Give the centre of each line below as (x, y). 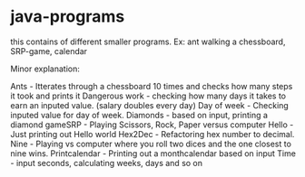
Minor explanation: (45, 69)
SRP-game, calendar (49, 51)
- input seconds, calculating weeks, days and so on (107, 163)
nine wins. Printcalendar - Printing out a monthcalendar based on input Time (153, 153)
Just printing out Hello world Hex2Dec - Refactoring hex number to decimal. (152, 134)
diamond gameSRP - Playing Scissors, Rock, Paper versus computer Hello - (152, 125)
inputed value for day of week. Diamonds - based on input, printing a (139, 115)
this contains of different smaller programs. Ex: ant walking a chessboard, (148, 42)
